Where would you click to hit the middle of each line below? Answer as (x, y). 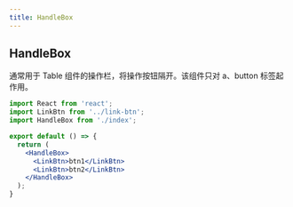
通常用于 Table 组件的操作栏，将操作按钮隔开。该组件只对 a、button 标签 (143, 76)
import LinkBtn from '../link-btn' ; (77, 112)
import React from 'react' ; (61, 104)
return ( (33, 144)
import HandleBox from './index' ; (73, 121)
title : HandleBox (41, 17)
